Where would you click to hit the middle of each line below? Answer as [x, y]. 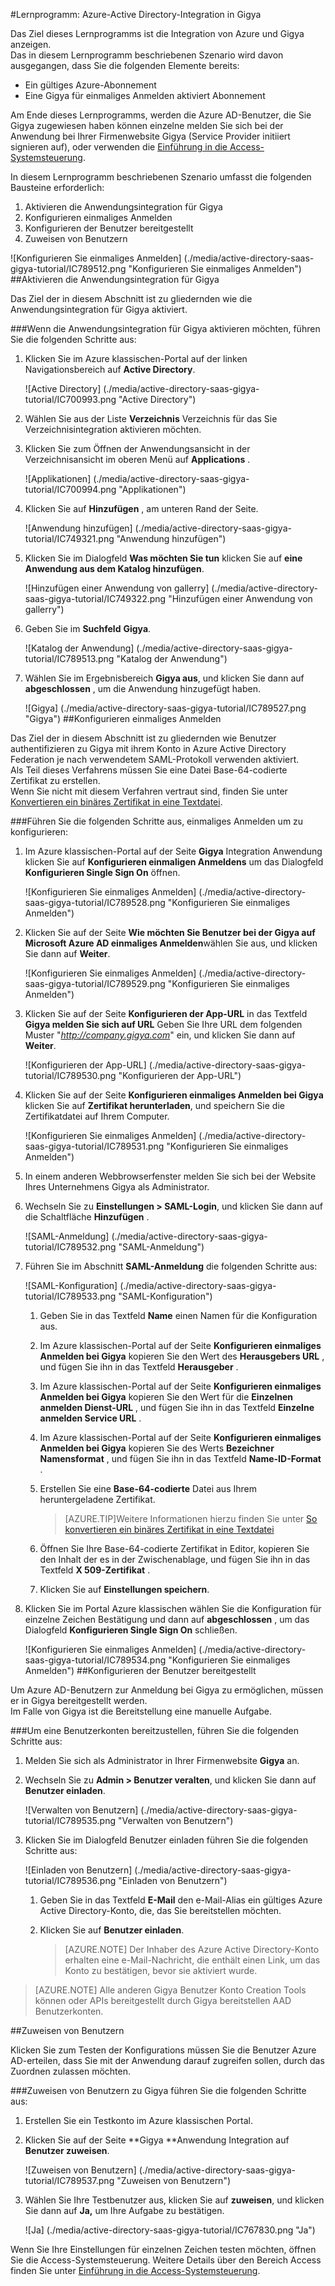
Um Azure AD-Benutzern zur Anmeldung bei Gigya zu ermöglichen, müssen [167, 1690]
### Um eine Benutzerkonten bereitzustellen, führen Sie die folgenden [154, 1730]
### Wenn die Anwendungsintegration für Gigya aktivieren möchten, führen [165, 328]
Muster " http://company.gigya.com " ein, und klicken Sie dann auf [160, 1035]
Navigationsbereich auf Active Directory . [110, 369]
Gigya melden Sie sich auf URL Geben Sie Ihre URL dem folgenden [163, 1024]
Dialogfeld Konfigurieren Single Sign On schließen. [131, 1630]
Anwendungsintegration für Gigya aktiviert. [99, 309]
